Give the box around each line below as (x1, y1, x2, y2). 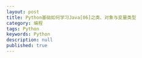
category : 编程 (6, 20, 43, 26)
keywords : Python (6, 31, 51, 37)
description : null (6, 37, 53, 43)
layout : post (6, 8, 40, 15)
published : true (6, 43, 48, 49)
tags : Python (6, 25, 40, 32)
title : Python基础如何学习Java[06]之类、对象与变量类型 (6, 14, 137, 21)
